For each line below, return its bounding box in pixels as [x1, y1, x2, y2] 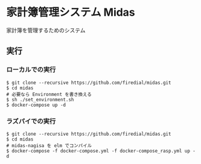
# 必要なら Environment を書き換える [6, 91, 92, 97]
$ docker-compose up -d [6, 102, 66, 108]
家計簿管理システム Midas [6, 5, 136, 19]
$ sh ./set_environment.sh [6, 96, 74, 102]
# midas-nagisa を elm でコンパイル [6, 142, 92, 148]
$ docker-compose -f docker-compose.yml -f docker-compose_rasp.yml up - [6, 148, 196, 154]
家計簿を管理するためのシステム [6, 27, 86, 34]
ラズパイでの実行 [6, 117, 56, 125]
